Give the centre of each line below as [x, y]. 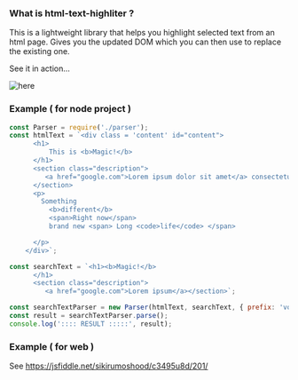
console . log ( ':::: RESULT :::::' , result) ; [91, 324]
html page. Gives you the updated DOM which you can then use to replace [145, 42]
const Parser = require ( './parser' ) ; [79, 127]
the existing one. [39, 51]
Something [59, 202]
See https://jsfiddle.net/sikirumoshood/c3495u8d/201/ [109, 366]
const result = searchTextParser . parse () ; [89, 316]
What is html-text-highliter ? [72, 13]
